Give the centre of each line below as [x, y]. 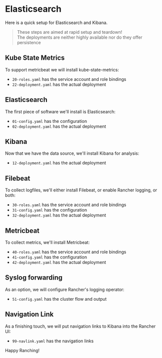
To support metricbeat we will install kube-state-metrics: [62, 70]
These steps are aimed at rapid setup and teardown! [70, 32]
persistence [29, 42]
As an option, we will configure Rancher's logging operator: [65, 289]
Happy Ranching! [22, 350]
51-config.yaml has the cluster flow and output [59, 299]
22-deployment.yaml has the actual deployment [59, 84]
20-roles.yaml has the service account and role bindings [69, 79]
